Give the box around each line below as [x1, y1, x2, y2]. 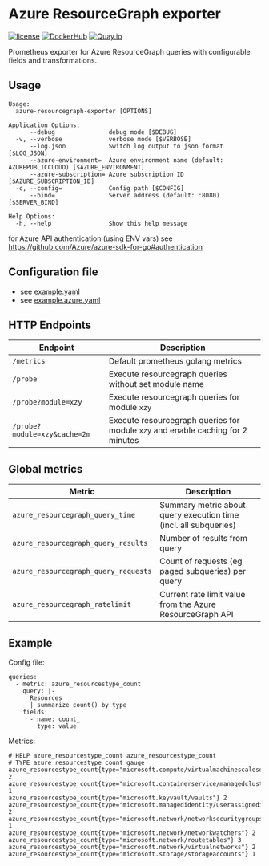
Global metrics [8, 462, 83, 476]
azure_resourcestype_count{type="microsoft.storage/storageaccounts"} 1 [8, 850, 256, 858]
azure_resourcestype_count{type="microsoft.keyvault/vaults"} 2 [8, 794, 227, 802]
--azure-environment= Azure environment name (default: [29, 156, 224, 165]
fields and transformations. [8, 55, 98, 65]
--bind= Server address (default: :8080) [29, 191, 220, 199]
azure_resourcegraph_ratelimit [12, 600, 132, 609]
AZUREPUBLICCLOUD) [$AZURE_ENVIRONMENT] [8, 163, 146, 171]
